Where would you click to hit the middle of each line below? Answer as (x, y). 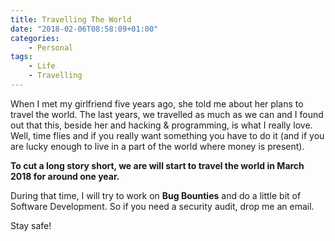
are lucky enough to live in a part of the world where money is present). (157, 146)
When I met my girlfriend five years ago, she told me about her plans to (157, 103)
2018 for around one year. (65, 176)
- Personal (51, 47)
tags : (21, 57)
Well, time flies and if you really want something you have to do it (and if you (167, 135)
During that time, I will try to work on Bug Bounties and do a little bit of (156, 195)
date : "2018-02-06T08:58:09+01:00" (84, 29)
